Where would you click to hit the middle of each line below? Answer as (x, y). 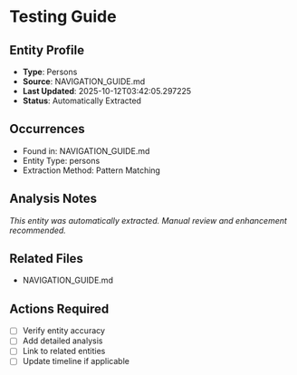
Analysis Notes (53, 199)
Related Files (47, 259)
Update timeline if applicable (76, 361)
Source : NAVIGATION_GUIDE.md (84, 82)
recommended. (38, 230)
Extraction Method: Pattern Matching (91, 170)
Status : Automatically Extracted (82, 101)
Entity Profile (47, 50)
